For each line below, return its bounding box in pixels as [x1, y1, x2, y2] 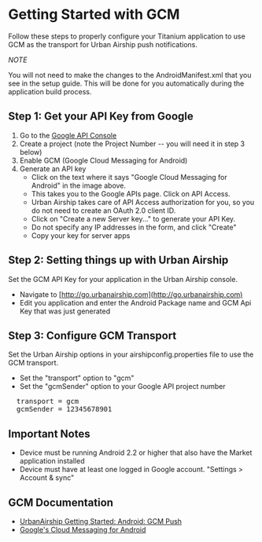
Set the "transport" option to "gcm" [19, 373, 135, 383]
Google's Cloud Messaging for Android [19, 525, 146, 534]
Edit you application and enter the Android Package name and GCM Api [19, 298, 252, 307]
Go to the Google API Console [19, 130, 117, 140]
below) [19, 147, 42, 156]
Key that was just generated [19, 306, 111, 316]
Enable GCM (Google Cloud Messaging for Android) [19, 156, 188, 165]
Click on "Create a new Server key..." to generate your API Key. [31, 214, 236, 223]
